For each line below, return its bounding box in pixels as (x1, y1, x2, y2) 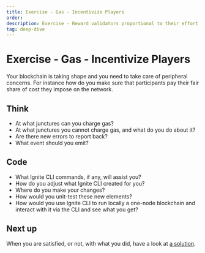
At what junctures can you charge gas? (15, 120, 114, 127)
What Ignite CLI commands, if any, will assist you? (15, 173, 142, 181)
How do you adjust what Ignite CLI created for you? (15, 179, 145, 187)
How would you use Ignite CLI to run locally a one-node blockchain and (15, 199, 196, 206)
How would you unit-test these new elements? (15, 192, 133, 200)
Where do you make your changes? (15, 186, 105, 194)
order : (6, 15, 23, 21)
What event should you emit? (15, 139, 89, 146)
